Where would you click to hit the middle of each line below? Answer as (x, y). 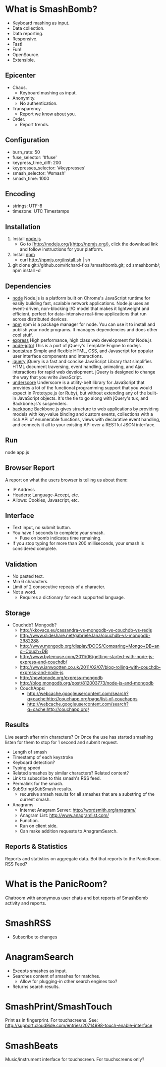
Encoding (20, 194)
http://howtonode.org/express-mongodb (61, 678)
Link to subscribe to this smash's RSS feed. (56, 778)
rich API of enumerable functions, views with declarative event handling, (86, 419)
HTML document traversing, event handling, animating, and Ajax (78, 367)
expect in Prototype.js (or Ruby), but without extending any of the (79, 393)
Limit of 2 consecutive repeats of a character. (59, 587)
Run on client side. (39, 826)
